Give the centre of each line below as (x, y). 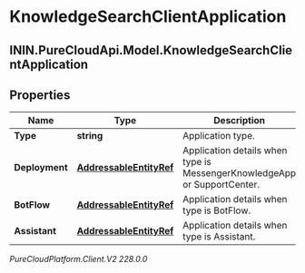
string (90, 136)
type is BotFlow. (217, 210)
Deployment (41, 168)
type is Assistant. (219, 237)
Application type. (219, 136)
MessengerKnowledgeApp (240, 173)
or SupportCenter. (221, 185)
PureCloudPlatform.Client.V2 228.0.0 (79, 259)
